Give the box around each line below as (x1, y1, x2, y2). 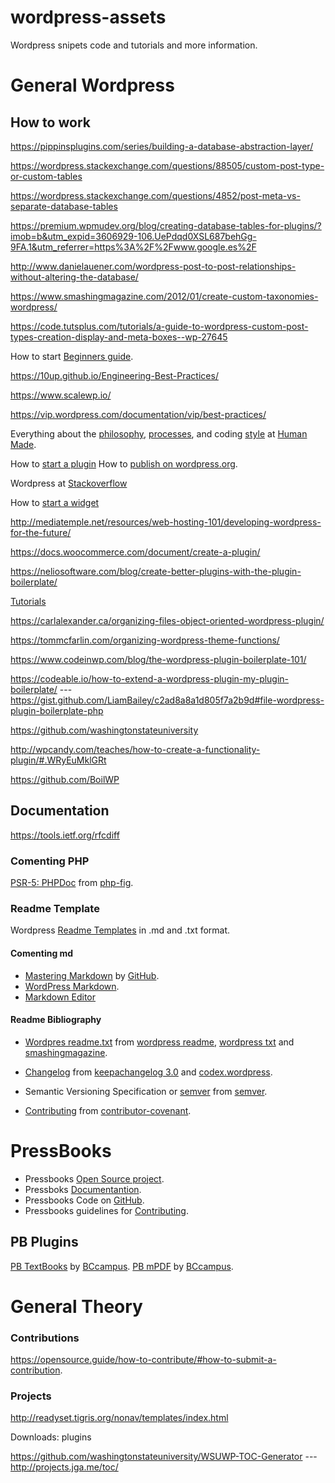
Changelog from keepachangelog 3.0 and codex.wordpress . (24, 1066, 273, 1078)
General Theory (10, 1295, 143, 1318)
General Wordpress (10, 74, 175, 97)
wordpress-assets (10, 6, 167, 29)
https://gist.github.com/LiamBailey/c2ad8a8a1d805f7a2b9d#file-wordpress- (10, 694, 325, 706)
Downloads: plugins (10, 1431, 92, 1443)
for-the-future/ (10, 526, 72, 538)
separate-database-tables (10, 200, 118, 212)
